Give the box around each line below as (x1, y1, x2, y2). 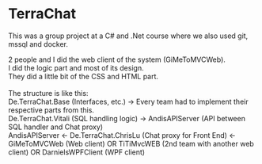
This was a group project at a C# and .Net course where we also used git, (8, 31, 249, 40)
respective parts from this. (8, 105, 95, 115)
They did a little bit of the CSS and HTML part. (8, 71, 159, 81)
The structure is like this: (8, 88, 89, 97)
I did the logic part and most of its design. (8, 63, 144, 72)
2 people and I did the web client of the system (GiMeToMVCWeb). (8, 55, 226, 64)
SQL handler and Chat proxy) (8, 122, 104, 132)
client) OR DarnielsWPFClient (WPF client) (8, 147, 145, 157)
